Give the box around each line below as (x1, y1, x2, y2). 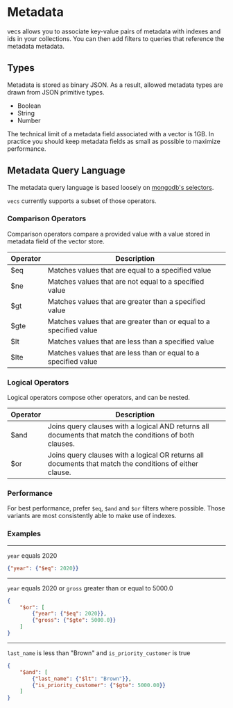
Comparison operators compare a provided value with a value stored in (7, 230, 211, 238)
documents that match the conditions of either (47, 459, 199, 469)
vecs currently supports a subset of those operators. (7, 196, 157, 205)
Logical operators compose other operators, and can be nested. (7, 394, 191, 402)
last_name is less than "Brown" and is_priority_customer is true (7, 648, 191, 657)
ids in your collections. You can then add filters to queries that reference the (7, 34, 225, 42)
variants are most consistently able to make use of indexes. (7, 512, 177, 520)
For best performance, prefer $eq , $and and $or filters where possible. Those (7, 504, 225, 513)
